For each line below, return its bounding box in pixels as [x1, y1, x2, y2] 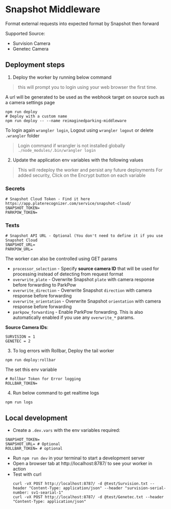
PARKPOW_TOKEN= [5, 210, 38, 215]
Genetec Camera [12, 45, 49, 52]
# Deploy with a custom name [5, 113, 67, 119]
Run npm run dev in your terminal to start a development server [12, 455, 145, 461]
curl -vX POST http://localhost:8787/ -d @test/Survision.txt [12, 481, 148, 487]
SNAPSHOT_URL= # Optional [5, 442, 60, 447]
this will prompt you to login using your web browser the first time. [17, 84, 157, 90]
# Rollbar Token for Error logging [5, 377, 81, 382]
